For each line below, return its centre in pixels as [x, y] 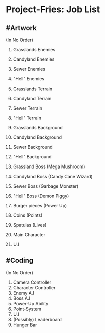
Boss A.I [22, 298]
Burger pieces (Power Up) [40, 205]
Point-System [27, 309]
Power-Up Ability [31, 303]
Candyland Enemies [34, 59]
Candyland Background [37, 137]
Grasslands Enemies [34, 50]
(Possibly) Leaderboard [37, 319]
